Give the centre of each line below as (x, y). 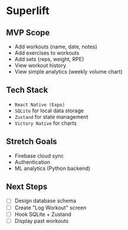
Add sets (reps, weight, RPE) (49, 59)
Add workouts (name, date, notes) (56, 46)
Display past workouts (41, 221)
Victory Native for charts (46, 123)
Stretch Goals (32, 141)
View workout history (40, 65)
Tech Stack (27, 90)
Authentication (32, 162)
